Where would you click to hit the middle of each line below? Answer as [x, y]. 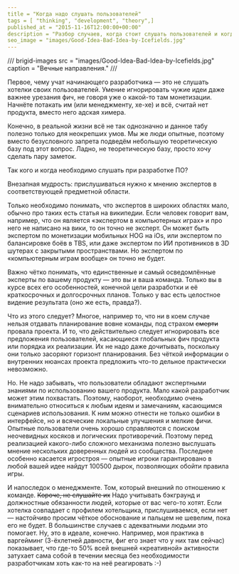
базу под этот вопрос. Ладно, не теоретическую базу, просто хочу [109, 149]
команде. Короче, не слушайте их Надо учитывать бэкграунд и [104, 495]
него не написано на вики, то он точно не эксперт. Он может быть [108, 228]
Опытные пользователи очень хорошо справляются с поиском [103, 429]
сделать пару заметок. [42, 157]
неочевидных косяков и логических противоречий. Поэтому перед [110, 436]
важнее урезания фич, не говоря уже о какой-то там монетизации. [110, 98]
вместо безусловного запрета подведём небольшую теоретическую [113, 141]
